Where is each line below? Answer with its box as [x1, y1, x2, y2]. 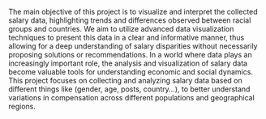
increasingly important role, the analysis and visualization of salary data [8, 58, 248, 68]
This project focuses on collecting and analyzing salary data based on [8, 76, 242, 85]
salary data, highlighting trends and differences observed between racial [8, 15, 251, 25]
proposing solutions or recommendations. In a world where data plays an [8, 50, 253, 59]
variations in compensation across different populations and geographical [8, 93, 255, 102]
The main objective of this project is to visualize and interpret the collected [8, 7, 258, 16]
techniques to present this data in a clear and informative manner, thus [8, 32, 245, 42]
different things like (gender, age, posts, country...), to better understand [8, 84, 251, 94]
